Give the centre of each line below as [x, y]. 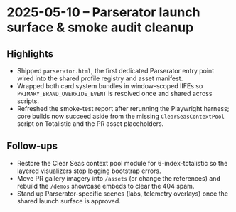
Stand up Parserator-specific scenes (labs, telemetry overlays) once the [123, 194]
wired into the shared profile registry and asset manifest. [100, 78]
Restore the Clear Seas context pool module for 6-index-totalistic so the [122, 163]
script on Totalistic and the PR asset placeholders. [90, 124]
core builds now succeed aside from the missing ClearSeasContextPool [121, 116]
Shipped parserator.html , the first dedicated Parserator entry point [116, 71]
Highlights [30, 54]
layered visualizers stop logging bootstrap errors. [89, 171]
